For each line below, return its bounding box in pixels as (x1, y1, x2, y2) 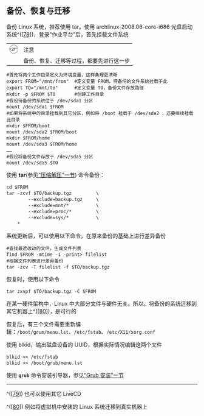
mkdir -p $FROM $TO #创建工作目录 (6, 91, 104, 97)
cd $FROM (6, 185, 29, 191)
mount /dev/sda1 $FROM (6, 104, 64, 110)
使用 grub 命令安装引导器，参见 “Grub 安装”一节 (6, 372, 124, 379)
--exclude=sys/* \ (28, 215, 99, 221)
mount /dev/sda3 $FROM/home (6, 141, 78, 147)
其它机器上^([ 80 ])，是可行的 (6, 308, 77, 315)
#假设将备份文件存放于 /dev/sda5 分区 (6, 154, 93, 160)
